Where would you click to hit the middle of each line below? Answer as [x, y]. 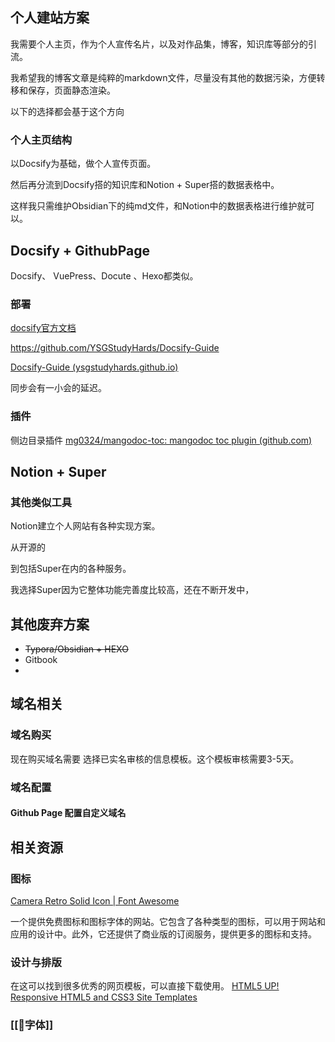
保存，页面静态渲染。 [71, 90]
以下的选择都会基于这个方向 [67, 111]
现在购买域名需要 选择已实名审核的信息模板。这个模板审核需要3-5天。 [155, 759]
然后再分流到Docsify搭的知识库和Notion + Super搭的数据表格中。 [145, 185]
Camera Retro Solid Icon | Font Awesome [95, 900]
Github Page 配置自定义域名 [68, 813]
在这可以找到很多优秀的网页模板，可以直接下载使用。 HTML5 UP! [145, 986]
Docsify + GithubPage [80, 250]
